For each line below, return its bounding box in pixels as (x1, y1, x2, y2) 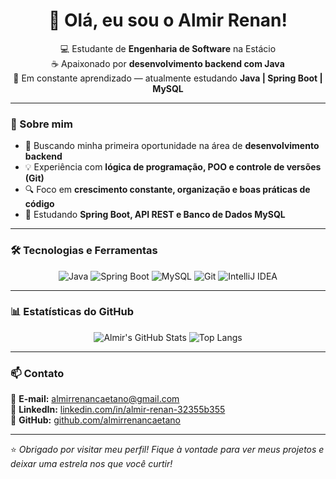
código (24, 198, 55, 210)
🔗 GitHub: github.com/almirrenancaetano (10, 414, 181, 426)
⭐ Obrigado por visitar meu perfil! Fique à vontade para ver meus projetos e (10, 444, 325, 456)
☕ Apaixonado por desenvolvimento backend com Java (51, 57, 285, 69)
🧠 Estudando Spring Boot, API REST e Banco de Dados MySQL (24, 209, 286, 221)
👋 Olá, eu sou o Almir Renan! (48, 9, 288, 32)
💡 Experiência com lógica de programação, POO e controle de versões (24, 161, 322, 173)
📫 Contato (10, 366, 65, 380)
